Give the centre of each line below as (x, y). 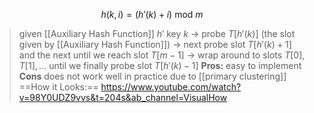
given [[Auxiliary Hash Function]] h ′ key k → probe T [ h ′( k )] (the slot (157, 33)
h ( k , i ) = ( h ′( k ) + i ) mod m (152, 14)
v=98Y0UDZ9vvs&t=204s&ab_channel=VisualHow (123, 97)
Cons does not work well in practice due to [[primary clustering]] (152, 76)
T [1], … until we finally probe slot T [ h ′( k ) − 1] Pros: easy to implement (160, 65)
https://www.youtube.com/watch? (171, 87)
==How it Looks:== (58, 87)
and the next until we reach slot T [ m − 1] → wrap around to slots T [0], (162, 55)
